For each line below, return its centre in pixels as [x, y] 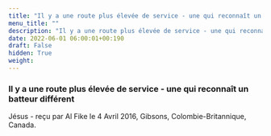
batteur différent [42, 99]
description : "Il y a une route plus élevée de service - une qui [122, 31]
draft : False [30, 46]
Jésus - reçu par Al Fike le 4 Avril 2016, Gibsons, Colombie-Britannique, [127, 117]
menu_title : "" [34, 23]
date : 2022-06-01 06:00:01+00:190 [67, 38]
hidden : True [30, 53]
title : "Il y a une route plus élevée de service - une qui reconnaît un [135, 16]
